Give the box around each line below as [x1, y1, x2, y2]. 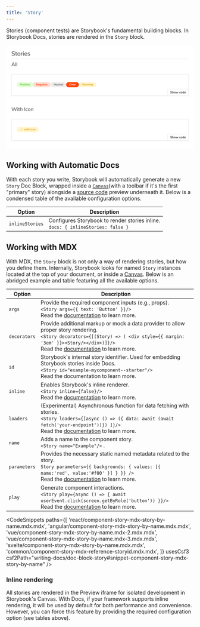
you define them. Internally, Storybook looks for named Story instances [6, 265, 182, 272]
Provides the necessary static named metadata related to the [40, 450, 190, 457]
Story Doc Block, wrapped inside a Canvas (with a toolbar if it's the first [6, 182, 178, 189]
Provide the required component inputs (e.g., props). [40, 299, 170, 306]
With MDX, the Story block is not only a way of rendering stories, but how [6, 258, 187, 265]
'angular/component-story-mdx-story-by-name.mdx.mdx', [48, 522, 192, 530]
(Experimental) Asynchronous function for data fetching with [40, 402, 189, 409]
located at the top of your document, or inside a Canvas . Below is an [6, 271, 174, 278]
